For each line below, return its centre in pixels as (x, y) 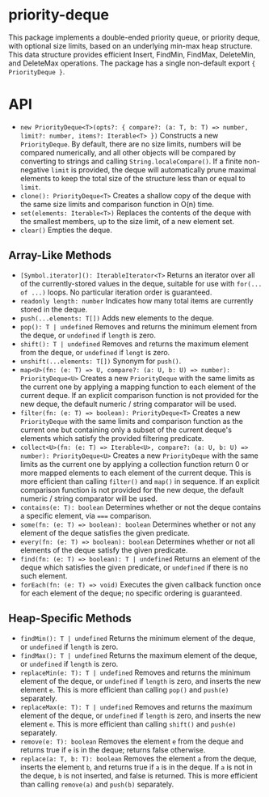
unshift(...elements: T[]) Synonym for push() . (101, 361)
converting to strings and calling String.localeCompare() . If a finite (131, 161)
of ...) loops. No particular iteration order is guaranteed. (116, 292)
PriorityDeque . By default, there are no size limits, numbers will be (130, 144)
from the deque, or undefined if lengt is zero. (95, 352)
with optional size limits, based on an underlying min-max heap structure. (130, 45)
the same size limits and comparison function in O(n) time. (117, 204)
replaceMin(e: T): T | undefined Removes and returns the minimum (135, 672)
